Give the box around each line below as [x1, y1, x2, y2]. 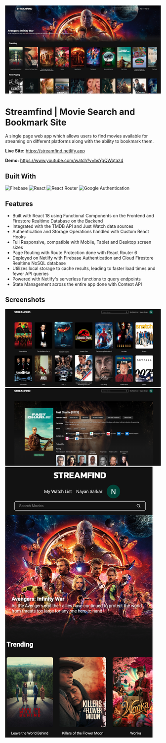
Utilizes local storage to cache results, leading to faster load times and [12, 266, 156, 271]
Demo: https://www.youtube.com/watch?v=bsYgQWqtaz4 [5, 157, 124, 164]
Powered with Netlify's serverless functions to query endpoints [12, 276, 141, 282]
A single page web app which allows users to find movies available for [5, 133, 148, 139]
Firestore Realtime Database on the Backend [12, 218, 103, 224]
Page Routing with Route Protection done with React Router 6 [12, 250, 137, 256]
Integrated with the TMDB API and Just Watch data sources [12, 223, 134, 229]
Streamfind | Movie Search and [5, 106, 135, 117]
